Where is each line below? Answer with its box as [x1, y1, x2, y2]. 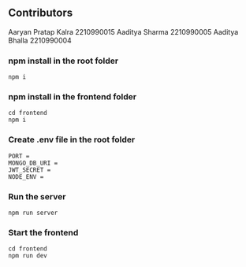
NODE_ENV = [8, 172, 44, 180]
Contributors [8, 6, 73, 20]
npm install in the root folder [8, 55, 119, 66]
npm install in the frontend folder [8, 91, 137, 102]
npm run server [8, 209, 58, 217]
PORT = [8, 152, 30, 160]
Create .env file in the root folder [8, 134, 136, 145]
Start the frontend [8, 227, 79, 238]
